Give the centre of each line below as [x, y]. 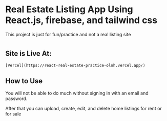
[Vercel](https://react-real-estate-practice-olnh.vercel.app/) [75, 65]
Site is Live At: [28, 54]
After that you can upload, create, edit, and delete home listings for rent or [84, 109]
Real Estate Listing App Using [69, 9]
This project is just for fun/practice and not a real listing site [68, 34]
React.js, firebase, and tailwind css [81, 20]
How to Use [24, 81]
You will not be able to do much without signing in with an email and [77, 93]
